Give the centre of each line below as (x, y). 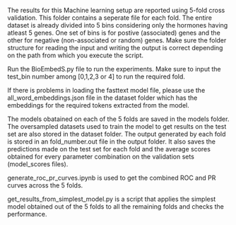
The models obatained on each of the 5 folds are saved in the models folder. (118, 119)
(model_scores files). (38, 164)
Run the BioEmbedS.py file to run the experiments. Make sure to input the (114, 69)
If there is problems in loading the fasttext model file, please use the (106, 90)
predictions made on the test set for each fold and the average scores (109, 149)
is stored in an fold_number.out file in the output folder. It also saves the (111, 142)
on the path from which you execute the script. (75, 55)
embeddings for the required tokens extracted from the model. (98, 105)
